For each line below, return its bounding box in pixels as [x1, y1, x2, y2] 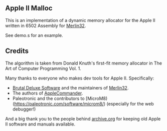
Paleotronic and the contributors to [12, 95, 85, 101]
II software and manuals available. [5, 121, 76, 127]
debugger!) [12, 106, 36, 112]
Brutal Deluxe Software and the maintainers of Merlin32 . [12, 84, 129, 90]
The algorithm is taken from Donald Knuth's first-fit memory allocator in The [5, 60, 162, 66]
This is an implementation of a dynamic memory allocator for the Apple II [5, 17, 155, 23]
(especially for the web [106, 100, 154, 106]
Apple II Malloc [5, 4, 53, 12]
